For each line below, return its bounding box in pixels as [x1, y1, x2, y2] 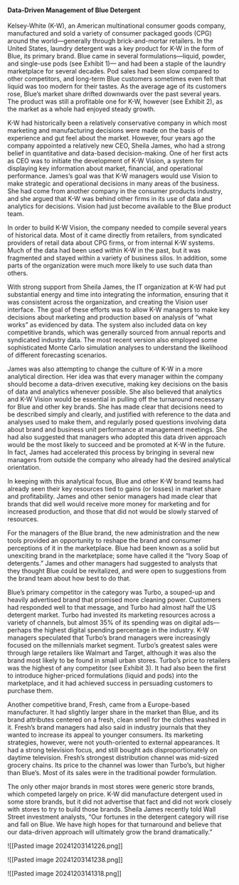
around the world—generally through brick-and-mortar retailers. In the [7, 36, 213, 46]
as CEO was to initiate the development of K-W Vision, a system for [7, 157, 204, 165]
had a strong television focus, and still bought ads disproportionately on [7, 746, 218, 754]
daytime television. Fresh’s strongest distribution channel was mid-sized [7, 753, 219, 762]
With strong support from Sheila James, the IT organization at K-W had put [7, 282, 226, 292]
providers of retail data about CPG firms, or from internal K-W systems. [7, 239, 215, 247]
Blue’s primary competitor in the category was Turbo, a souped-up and [7, 588, 216, 597]
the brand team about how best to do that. [7, 574, 132, 583]
